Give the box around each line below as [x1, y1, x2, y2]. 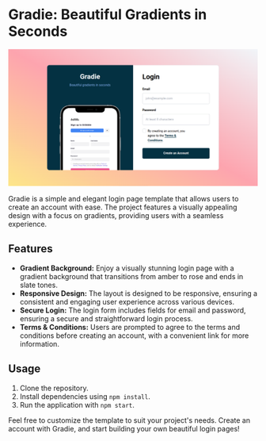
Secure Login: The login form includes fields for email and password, [19, 305, 247, 315]
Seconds [8, 22, 68, 40]
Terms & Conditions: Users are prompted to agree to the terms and [19, 322, 240, 332]
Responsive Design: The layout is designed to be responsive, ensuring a [19, 288, 258, 298]
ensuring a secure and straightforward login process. [19, 313, 193, 323]
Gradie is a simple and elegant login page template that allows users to [8, 194, 239, 204]
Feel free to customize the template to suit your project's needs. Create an [8, 415, 251, 425]
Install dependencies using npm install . [19, 391, 150, 401]
